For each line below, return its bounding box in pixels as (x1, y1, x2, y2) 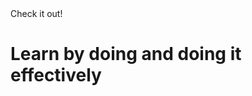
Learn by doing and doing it (10, 43, 242, 66)
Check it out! (10, 8, 63, 19)
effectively (10, 64, 102, 87)
